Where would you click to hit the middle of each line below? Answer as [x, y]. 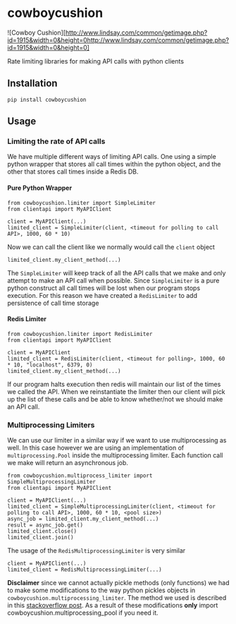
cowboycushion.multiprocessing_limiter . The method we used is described [117, 598]
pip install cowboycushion [47, 100]
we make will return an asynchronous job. [68, 463]
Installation [32, 84]
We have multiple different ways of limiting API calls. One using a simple [112, 157]
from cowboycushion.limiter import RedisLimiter [80, 334]
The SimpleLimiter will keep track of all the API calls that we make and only [117, 272]
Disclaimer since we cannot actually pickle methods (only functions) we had [118, 583]
